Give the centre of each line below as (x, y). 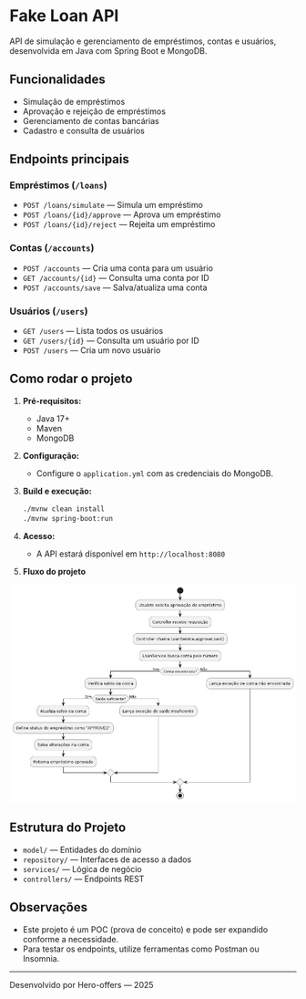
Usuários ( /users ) (49, 311)
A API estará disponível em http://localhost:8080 (131, 554)
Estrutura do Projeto (68, 828)
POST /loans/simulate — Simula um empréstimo (112, 205)
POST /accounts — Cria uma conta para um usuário (118, 268)
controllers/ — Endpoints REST (83, 879)
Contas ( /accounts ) (52, 248)
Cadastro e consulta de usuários (84, 130)
